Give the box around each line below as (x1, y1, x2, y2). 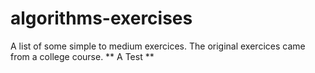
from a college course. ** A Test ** (10, 50, 155, 62)
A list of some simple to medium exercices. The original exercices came (10, 40, 306, 52)
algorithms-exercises (10, 7, 193, 30)
